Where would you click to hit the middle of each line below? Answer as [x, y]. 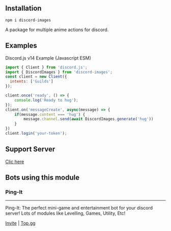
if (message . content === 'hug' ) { [50, 114]
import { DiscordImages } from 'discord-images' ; [59, 72]
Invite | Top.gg [20, 223]
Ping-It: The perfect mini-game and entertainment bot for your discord [79, 208]
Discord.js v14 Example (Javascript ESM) [48, 58]
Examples [21, 46]
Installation [23, 8]
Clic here [15, 161]
